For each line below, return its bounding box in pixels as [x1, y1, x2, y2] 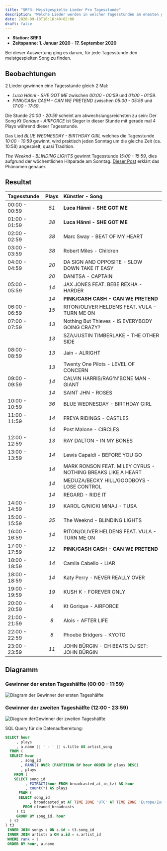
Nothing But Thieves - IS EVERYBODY [63, 317, 153, 324]
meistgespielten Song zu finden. [5, 55, 72, 61]
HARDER [63, 287, 84, 294]
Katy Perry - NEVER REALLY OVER [63, 574, 145, 581]
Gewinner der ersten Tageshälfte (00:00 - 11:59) [5, 681, 124, 688]
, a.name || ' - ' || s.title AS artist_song [16, 744, 112, 749]
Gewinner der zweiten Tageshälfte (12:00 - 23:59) [5, 704, 128, 711]
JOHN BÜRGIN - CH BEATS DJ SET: [63, 642, 148, 649]
